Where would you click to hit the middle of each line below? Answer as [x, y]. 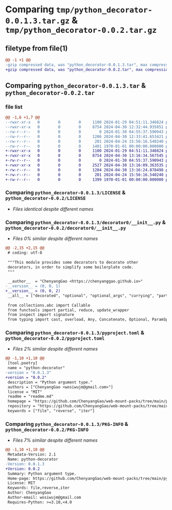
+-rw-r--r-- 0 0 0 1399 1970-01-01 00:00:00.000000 [84, 180]
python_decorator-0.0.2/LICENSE [46, 198]
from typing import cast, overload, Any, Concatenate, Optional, [79, 320]
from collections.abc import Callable [49, 305]
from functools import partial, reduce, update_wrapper [68, 310]
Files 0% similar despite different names [55, 239]
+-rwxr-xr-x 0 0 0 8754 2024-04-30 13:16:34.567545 [84, 156]
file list [14, 107]
